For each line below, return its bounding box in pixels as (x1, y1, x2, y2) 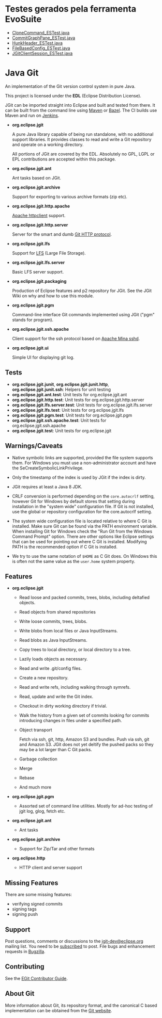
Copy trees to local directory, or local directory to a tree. (19, 646, 132, 653)
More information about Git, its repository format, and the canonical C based (5, 1002, 157, 1008)
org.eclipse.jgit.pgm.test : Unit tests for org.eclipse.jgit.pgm (12, 412, 133, 418)
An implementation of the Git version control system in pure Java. (5, 83, 136, 89)
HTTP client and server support (19, 865, 82, 871)
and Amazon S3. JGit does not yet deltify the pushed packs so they (19, 742, 154, 747)
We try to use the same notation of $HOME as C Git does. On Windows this (12, 553, 157, 559)
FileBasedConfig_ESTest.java (12, 45, 71, 51)
